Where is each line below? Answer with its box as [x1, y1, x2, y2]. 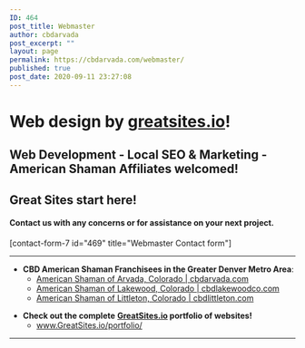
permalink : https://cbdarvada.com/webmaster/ [9, 55, 184, 64]
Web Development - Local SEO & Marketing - [9, 147, 268, 163]
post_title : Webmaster [9, 22, 95, 31]
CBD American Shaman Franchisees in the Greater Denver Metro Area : [22, 264, 294, 275]
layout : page [9, 47, 59, 56]
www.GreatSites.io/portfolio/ [35, 319, 143, 331]
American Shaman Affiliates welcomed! [9, 161, 239, 177]
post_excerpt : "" [9, 38, 75, 48]
